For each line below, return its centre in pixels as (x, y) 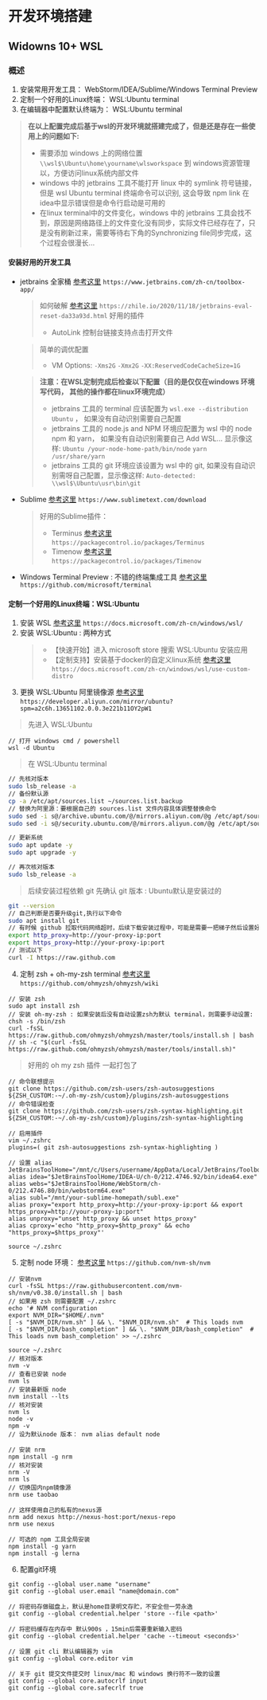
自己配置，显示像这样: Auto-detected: (134, 476)
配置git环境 (38, 1569)
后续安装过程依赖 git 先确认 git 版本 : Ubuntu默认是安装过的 (124, 890)
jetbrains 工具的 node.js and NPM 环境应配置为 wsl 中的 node (152, 429)
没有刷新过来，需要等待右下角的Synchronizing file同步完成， (146, 233)
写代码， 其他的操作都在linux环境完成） (104, 392)
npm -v (19, 1426)
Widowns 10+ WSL (56, 46)
